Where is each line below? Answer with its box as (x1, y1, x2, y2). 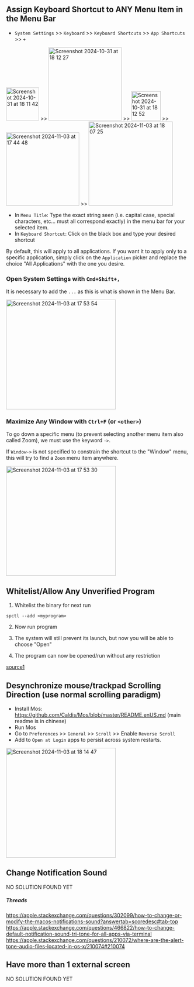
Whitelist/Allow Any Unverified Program (6, 586, 155, 596)
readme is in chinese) (14, 718, 67, 725)
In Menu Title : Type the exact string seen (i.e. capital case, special (14, 211, 175, 218)
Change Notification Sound (6, 868, 108, 878)
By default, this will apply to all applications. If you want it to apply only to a (6, 247, 187, 255)
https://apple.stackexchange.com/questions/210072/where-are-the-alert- (6, 936, 184, 944)
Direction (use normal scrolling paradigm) (6, 690, 161, 700)
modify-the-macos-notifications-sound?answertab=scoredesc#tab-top (6, 918, 178, 925)
